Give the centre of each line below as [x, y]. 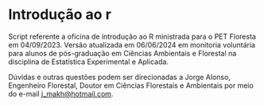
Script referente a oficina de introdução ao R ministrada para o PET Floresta [132, 36]
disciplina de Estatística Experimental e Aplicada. [89, 62]
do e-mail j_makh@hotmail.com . [61, 93]
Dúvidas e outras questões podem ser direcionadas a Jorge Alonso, [119, 77]
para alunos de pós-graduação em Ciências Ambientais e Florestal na [122, 53]
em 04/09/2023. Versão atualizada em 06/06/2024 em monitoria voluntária [132, 44]
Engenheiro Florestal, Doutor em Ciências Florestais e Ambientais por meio [131, 85]
